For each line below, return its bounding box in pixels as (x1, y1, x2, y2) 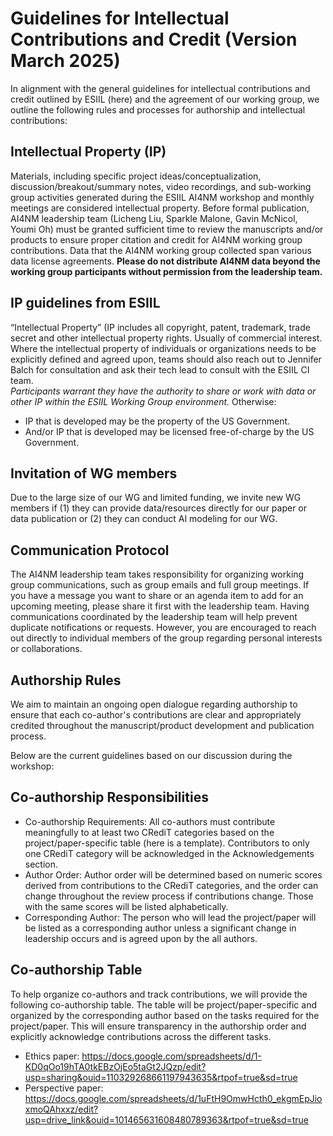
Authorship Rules (10, 672, 122, 689)
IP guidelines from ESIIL (10, 295, 161, 312)
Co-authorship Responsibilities (10, 789, 209, 806)
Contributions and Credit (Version (10, 28, 298, 51)
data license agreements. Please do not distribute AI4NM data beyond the (10, 255, 321, 267)
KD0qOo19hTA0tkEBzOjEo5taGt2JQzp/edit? (24, 1060, 207, 1072)
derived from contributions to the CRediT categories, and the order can (24, 879, 319, 891)
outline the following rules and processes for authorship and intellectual (10, 103, 306, 116)
